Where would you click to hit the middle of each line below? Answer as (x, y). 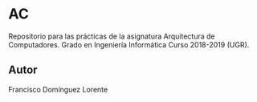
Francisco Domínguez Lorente (58, 89)
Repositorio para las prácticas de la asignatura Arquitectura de (112, 36)
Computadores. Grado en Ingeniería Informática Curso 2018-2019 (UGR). (129, 44)
